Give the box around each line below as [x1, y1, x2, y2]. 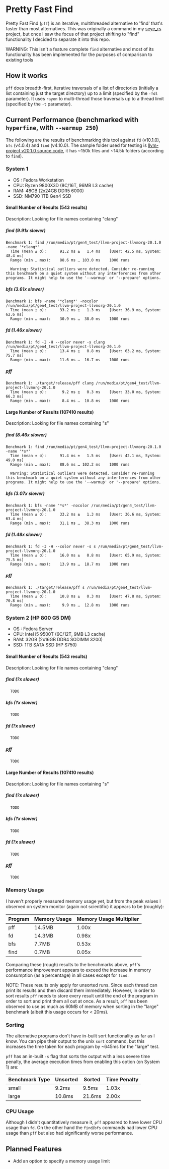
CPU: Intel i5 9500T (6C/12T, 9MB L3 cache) [13, 631, 106, 637]
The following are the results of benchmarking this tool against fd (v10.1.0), [6, 137, 160, 143]
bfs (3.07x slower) [6, 490, 45, 496]
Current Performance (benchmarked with [6, 116, 139, 124]
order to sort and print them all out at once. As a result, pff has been [6, 998, 148, 1004]
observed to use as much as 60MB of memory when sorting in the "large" [6, 1003, 159, 1010]
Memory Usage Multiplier [76, 915, 139, 922]
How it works [6, 72, 48, 80]
